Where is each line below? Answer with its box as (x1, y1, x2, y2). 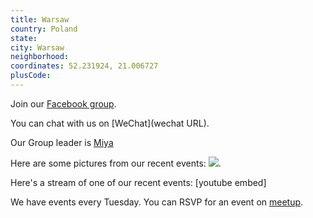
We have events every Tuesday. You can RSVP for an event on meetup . (10, 196, 304, 208)
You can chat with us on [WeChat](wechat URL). (10, 117, 210, 129)
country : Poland (10, 24, 78, 34)
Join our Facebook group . (10, 97, 117, 110)
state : (10, 33, 38, 43)
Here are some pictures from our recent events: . (10, 157, 222, 169)
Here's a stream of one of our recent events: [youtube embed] (10, 176, 267, 188)
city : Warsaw (10, 42, 65, 53)
